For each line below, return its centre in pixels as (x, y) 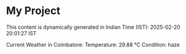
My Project (33, 11)
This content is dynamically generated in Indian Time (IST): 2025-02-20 (93, 27)
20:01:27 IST (21, 33)
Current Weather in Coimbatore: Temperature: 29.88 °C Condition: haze (93, 45)
